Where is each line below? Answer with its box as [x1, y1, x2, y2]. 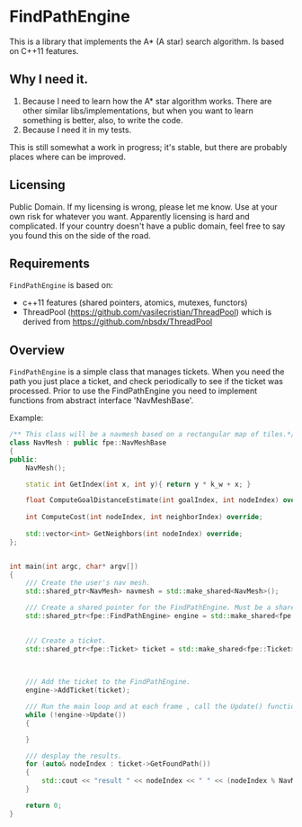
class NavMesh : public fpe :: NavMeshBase [9, 438, 167, 447]
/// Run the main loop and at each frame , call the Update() [25, 702, 263, 712]
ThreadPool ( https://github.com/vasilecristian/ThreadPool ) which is [22, 307, 272, 318]
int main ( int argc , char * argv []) [9, 562, 139, 571]
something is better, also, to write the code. [22, 114, 183, 125]
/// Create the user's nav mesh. [25, 579, 151, 588]
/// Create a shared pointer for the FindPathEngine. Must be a [25, 603, 271, 613]
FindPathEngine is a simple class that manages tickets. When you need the [9, 366, 285, 377]
